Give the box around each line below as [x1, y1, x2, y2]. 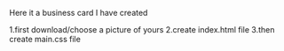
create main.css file [9, 34, 82, 44]
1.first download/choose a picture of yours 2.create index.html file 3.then [9, 25, 275, 34]
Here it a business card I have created [9, 8, 148, 18]
